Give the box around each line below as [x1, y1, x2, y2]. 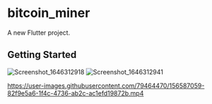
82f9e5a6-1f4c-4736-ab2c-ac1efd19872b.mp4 [7, 88, 144, 97]
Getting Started [7, 49, 77, 61]
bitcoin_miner [7, 5, 90, 21]
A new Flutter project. [7, 28, 71, 37]
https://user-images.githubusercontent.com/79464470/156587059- [7, 81, 205, 90]
